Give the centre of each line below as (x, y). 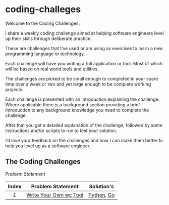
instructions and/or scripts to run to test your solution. (61, 131)
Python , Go (101, 195)
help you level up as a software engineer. (48, 146)
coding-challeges (43, 9)
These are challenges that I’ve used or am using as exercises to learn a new (84, 48)
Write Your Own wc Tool (55, 195)
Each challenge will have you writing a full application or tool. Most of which (84, 63)
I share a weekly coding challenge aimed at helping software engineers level (84, 33)
